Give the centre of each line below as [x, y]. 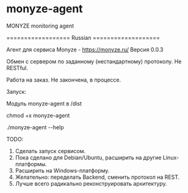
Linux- [171, 157]
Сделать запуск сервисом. [50, 151]
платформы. [31, 164]
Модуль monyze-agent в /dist [44, 104]
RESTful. [17, 68]
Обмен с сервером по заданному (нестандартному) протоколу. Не [94, 61]
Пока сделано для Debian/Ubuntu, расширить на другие [88, 157]
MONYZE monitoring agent [40, 26]
